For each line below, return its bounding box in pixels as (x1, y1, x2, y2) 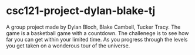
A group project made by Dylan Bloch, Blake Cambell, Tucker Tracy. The (6, 23, 181, 30)
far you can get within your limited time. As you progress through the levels (6, 36, 188, 43)
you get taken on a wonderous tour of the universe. (6, 42, 130, 49)
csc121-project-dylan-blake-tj (6, 4, 156, 18)
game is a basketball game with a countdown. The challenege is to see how (6, 29, 189, 36)
